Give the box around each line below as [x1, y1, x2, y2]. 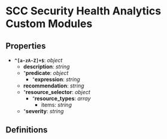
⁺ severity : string [23, 108, 64, 114]
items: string [41, 101, 72, 108]
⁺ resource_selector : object [23, 89, 90, 95]
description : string [23, 63, 70, 70]
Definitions [5, 125, 48, 135]
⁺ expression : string [32, 76, 80, 83]
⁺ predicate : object [23, 69, 69, 76]
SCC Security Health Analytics [5, 4, 162, 18]
